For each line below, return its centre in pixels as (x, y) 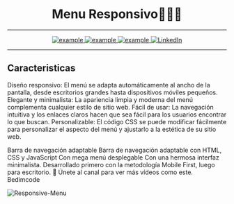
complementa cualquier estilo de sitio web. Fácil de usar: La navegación (110, 107)
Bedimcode (24, 179)
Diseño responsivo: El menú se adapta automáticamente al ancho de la (109, 85)
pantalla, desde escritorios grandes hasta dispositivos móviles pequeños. (112, 92)
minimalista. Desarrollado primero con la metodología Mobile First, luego (111, 164)
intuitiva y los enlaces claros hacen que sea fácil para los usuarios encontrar (117, 114)
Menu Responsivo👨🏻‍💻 (117, 14)
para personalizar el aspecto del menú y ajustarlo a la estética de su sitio (112, 129)
